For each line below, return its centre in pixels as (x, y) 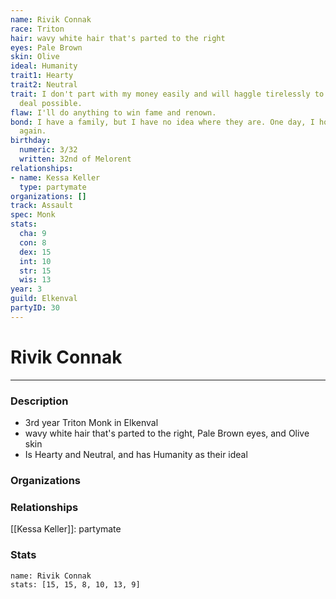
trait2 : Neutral (44, 85)
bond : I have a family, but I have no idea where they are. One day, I (162, 122)
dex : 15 (35, 252)
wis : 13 (35, 280)
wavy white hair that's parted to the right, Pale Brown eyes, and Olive (167, 433)
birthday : (31, 141)
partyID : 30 (35, 308)
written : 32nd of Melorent (75, 159)
